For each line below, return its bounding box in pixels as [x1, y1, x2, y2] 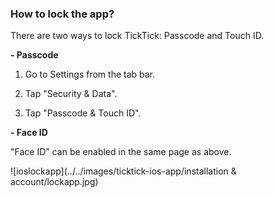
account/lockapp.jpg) [10, 176, 99, 188]
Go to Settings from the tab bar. [24, 68, 156, 81]
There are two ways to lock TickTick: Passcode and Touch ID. [10, 30, 265, 42]
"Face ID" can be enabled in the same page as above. [10, 146, 232, 158]
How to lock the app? [10, 7, 115, 21]
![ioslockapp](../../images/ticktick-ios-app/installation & [10, 165, 237, 177]
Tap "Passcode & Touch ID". [24, 107, 142, 119]
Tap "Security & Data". [24, 88, 118, 100]
